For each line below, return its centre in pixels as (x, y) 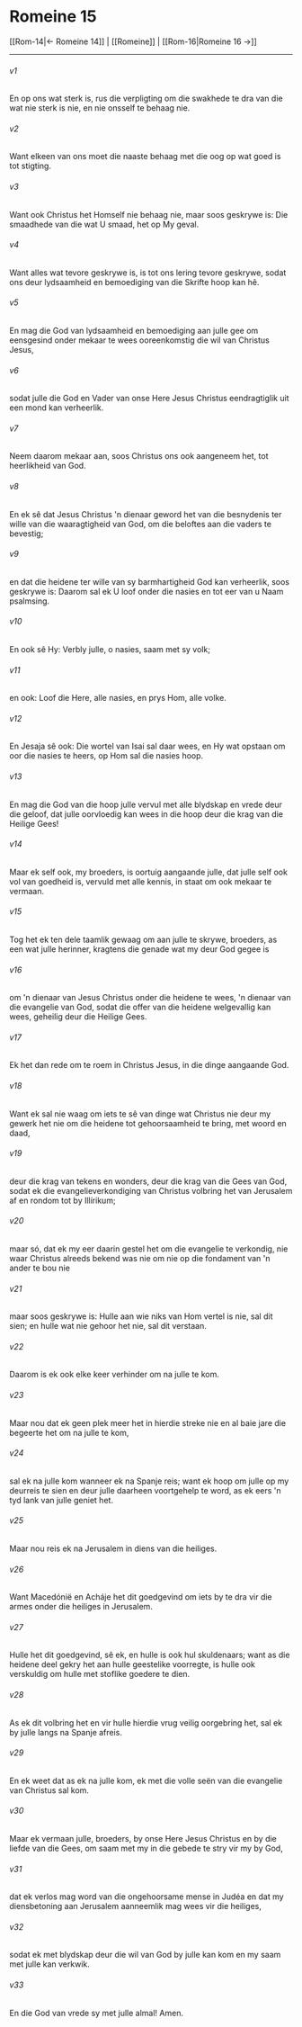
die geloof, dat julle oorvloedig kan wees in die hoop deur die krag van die (146, 814)
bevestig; (27, 534)
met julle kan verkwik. (49, 1964)
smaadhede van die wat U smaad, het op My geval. (104, 224)
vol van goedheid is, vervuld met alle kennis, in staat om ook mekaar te (141, 881)
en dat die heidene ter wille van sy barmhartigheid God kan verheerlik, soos (150, 581)
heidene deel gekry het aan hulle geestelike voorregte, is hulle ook (133, 1664)
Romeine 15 (53, 17)
